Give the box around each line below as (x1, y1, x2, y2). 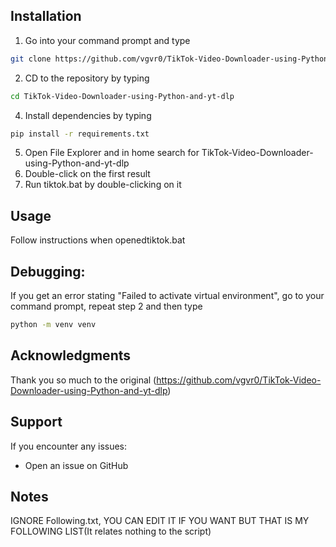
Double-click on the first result (24, 168, 151, 180)
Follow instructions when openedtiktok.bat (10, 234, 186, 246)
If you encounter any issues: (10, 440, 128, 452)
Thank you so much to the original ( (10, 374, 157, 386)
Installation (10, 8, 82, 25)
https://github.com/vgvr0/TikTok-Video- (156, 374, 322, 386)
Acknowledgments (10, 347, 132, 364)
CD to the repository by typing (24, 72, 150, 84)
